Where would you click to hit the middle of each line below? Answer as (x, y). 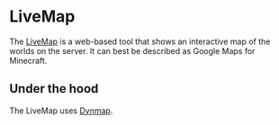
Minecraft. (28, 60)
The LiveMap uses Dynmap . (61, 111)
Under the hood (54, 89)
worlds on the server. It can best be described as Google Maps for (132, 50)
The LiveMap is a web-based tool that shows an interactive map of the (140, 41)
